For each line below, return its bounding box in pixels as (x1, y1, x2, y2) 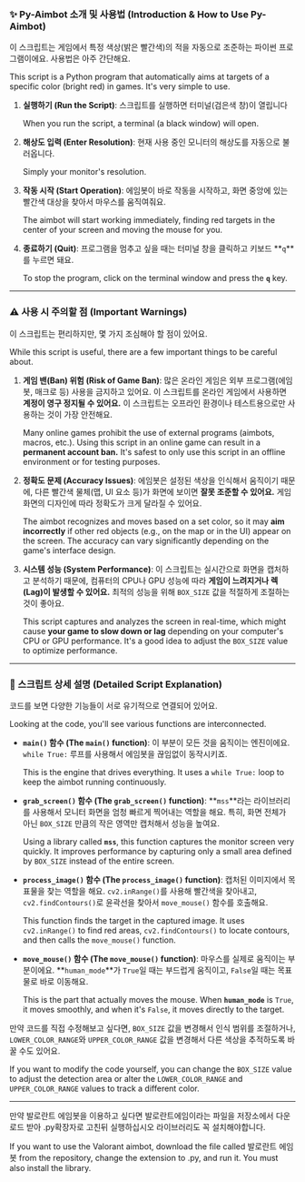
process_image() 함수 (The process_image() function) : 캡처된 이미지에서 (22, 874, 286, 884)
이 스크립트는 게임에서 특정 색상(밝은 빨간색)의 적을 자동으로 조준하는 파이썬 (9, 42, 277, 53)
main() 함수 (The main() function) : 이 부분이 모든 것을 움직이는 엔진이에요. (22, 737, 290, 748)
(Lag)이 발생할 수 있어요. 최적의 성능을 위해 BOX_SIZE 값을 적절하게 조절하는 (22, 586, 290, 597)
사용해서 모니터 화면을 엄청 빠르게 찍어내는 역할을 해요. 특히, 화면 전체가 (32, 806, 287, 817)
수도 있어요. (18, 1045, 61, 1056)
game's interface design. (22, 544, 116, 556)
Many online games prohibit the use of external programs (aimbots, (22, 427, 275, 438)
